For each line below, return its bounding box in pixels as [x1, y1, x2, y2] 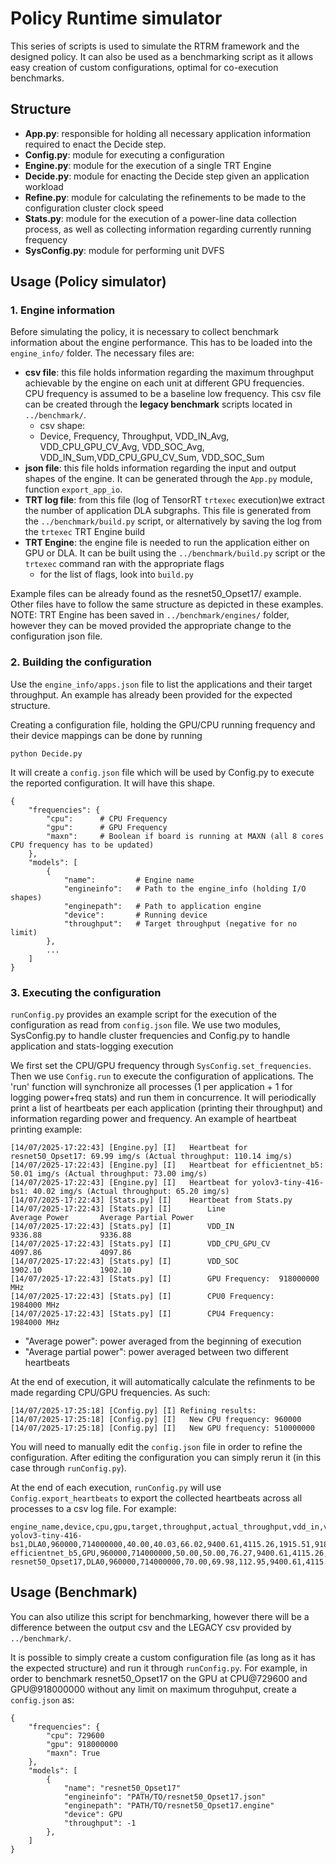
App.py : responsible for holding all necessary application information [24, 127, 311, 139]
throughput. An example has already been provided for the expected [10, 688, 293, 701]
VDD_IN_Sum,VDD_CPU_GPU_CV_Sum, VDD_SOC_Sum [39, 452, 265, 464]
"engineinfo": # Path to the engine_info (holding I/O [63, 883, 307, 894]
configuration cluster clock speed [24, 202, 164, 214]
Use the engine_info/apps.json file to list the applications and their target [10, 678, 313, 690]
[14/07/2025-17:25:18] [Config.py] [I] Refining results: [10, 1406, 257, 1416]
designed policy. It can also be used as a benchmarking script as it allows [10, 50, 314, 62]
